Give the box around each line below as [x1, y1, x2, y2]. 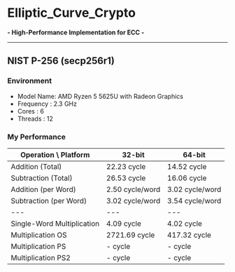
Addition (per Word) [10, 184, 77, 194]
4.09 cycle [106, 219, 142, 229]
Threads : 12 [17, 114, 54, 123]
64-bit [183, 149, 206, 159]
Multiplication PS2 [10, 252, 71, 262]
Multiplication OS [10, 230, 67, 240]
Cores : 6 [17, 107, 44, 115]
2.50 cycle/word [106, 184, 161, 194]
